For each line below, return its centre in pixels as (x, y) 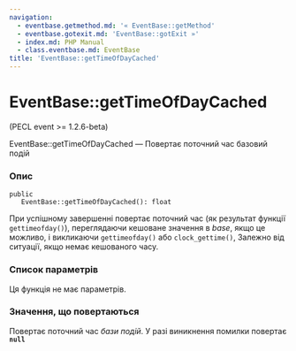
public (21, 195)
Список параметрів (54, 270)
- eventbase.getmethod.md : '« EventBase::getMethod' (116, 26)
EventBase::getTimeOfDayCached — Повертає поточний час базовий (138, 143)
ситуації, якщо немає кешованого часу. (84, 247)
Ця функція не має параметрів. (68, 289)
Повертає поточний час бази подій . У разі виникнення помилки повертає (148, 331)
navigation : (31, 17)
